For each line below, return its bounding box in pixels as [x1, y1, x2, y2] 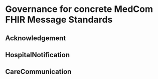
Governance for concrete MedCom [5, 3, 153, 15]
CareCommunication [5, 68, 72, 76]
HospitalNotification [5, 51, 70, 59]
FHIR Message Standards [5, 14, 113, 25]
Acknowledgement [5, 34, 66, 42]
